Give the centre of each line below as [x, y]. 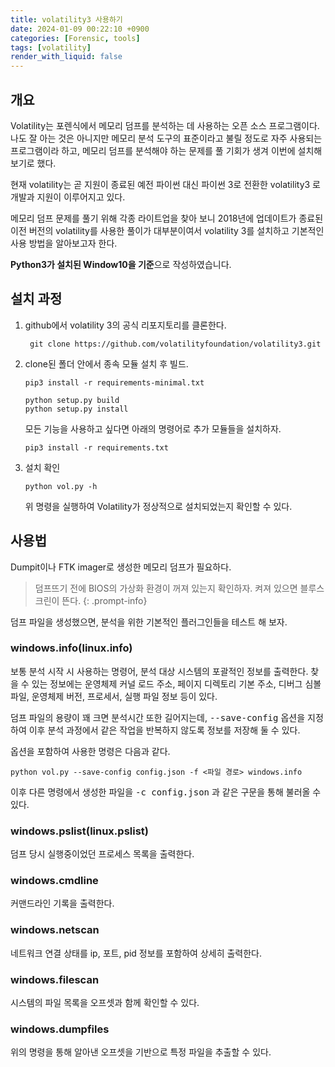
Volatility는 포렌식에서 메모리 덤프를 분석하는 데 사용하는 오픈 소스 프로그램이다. [165, 125]
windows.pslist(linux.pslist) [79, 831]
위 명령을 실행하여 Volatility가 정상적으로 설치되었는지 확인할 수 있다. [158, 506]
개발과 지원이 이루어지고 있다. [68, 197]
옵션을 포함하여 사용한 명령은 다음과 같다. [90, 751]
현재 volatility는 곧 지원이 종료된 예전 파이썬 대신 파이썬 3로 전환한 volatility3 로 [165, 184]
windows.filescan [55, 979]
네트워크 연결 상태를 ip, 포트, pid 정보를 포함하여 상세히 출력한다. [136, 953]
